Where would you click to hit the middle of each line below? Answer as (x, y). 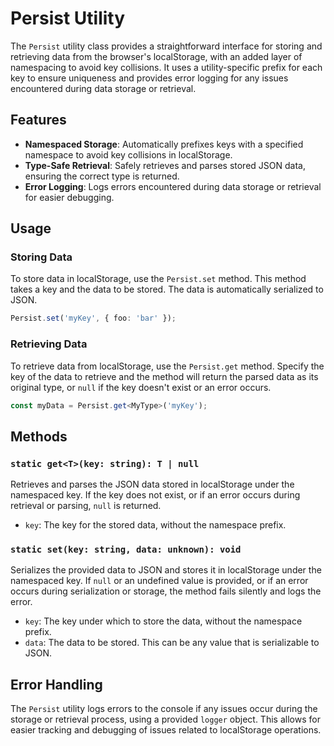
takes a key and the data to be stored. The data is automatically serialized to (167, 289)
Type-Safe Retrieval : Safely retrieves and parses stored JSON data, (165, 165)
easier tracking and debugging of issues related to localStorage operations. (166, 730)
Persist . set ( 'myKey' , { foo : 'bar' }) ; (93, 318)
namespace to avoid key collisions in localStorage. (128, 154)
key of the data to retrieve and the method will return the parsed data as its (164, 376)
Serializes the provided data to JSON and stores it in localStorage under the (166, 570)
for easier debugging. (69, 197)
